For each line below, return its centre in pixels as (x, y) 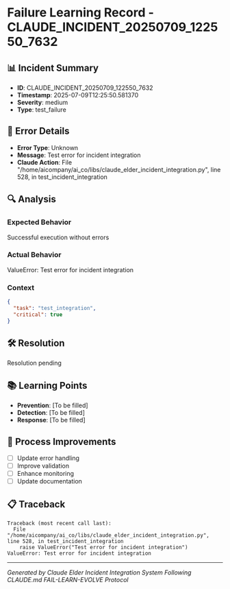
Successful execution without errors (58, 237)
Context (21, 287)
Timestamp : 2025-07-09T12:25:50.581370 (78, 95)
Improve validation (43, 466)
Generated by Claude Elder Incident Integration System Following (99, 573)
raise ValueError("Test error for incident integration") (104, 548)
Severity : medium (42, 102)
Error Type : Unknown (48, 147)
